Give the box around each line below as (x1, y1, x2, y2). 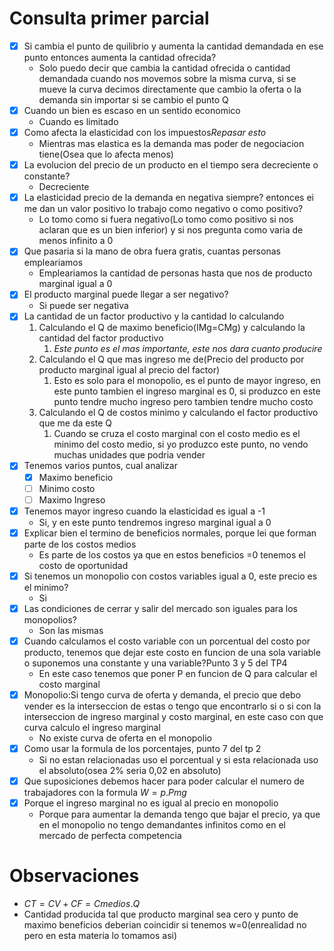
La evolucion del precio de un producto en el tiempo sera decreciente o (23, 159, 319, 171)
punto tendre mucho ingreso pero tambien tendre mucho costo (53, 396, 314, 408)
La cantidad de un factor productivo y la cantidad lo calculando (23, 310, 285, 322)
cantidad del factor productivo (38, 332, 164, 344)
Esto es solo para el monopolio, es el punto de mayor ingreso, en (53, 375, 321, 387)
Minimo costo (38, 482, 96, 494)
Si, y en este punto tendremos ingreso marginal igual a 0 (38, 516, 272, 528)
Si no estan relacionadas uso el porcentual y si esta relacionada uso (38, 754, 319, 766)
